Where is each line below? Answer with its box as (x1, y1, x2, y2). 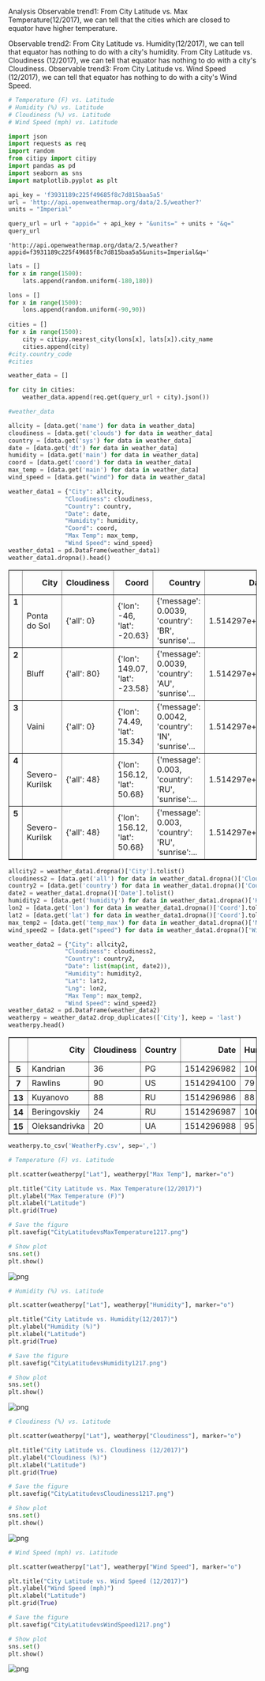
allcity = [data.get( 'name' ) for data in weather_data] (8, 422, 196, 430)
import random (8, 147, 55, 155)
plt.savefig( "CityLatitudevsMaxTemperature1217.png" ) (8, 1229, 189, 1236)
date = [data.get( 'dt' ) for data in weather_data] (8, 444, 178, 452)
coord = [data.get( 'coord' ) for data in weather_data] (8, 459, 192, 467)
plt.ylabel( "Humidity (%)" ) (8, 1323, 101, 1331)
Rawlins (31, 1077, 61, 1088)
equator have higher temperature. (8, 24, 118, 32)
